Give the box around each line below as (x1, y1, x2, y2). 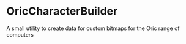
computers (6, 31, 34, 38)
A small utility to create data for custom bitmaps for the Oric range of (6, 24, 180, 32)
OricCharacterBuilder (6, 4, 118, 18)
